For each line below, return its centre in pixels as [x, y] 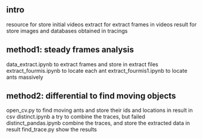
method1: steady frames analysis [70, 50]
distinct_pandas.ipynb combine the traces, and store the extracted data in [98, 123]
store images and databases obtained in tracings [67, 31]
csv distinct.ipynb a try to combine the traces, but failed [76, 117]
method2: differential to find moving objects [91, 96]
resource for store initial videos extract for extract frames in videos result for [102, 24]
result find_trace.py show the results [52, 129]
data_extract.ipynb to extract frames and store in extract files [82, 64]
